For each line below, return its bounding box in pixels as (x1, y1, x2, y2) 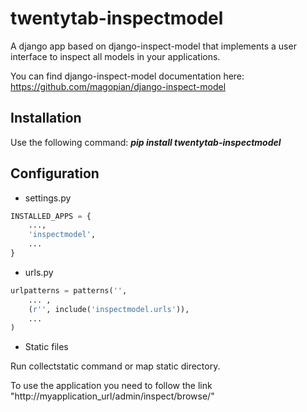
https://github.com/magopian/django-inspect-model (10, 80, 227, 92)
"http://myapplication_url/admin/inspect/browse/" (10, 390, 215, 402)
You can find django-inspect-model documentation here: (10, 70, 245, 82)
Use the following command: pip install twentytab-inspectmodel (10, 136, 282, 148)
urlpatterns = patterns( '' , (10, 285, 128, 296)
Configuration (10, 165, 100, 182)
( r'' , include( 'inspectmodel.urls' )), (28, 304, 190, 314)
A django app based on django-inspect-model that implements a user (10, 40, 297, 52)
